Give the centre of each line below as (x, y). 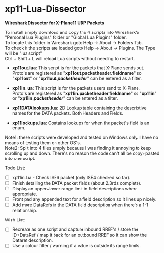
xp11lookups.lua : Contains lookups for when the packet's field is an (81, 123)
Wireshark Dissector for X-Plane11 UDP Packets (55, 23)
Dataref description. (32, 240)
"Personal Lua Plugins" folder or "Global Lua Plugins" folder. (66, 37)
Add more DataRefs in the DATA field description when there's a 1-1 (80, 205)
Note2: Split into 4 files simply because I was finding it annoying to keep (78, 148)
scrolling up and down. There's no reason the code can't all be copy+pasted (82, 153)
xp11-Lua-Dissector (46, 9)
